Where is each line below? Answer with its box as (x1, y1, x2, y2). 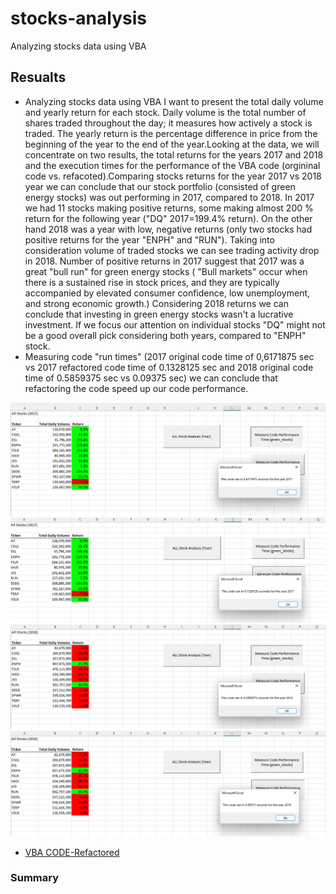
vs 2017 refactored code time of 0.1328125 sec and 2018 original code (24, 361, 314, 373)
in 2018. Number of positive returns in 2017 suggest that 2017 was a (24, 255, 305, 267)
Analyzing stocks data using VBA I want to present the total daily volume (24, 95, 324, 107)
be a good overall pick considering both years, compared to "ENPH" (24, 329, 307, 341)
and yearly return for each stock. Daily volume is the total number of (24, 106, 307, 118)
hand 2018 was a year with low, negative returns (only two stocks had (24, 223, 313, 235)
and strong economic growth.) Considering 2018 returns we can (24, 297, 289, 309)
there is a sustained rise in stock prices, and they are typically (24, 276, 280, 288)
